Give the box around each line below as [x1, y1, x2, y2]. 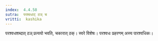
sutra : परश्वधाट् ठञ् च [5, 12, 47, 17]
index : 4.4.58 [5, 7, 37, 12]
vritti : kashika [5, 16, 42, 21]
